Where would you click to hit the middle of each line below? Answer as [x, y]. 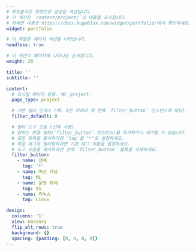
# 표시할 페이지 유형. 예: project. [52, 94]
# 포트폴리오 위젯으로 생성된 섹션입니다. [49, 12]
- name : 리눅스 [34, 194]
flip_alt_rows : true [37, 227]
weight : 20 [20, 61]
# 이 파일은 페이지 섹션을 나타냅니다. [46, 40]
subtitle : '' [22, 78]
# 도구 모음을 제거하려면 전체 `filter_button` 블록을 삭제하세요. [85, 150]
